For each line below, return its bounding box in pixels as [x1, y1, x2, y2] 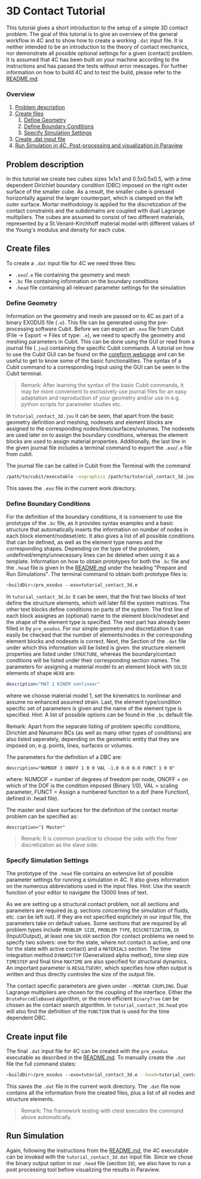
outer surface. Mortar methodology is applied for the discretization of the [6, 201, 187, 208]
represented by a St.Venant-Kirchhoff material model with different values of [6, 220, 195, 227]
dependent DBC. [6, 1014, 47, 1021]
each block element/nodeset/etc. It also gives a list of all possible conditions [6, 532, 194, 539]
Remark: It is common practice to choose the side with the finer [20, 835, 178, 842]
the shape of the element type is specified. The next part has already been [6, 619, 190, 626]
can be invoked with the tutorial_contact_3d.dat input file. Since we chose [6, 1153, 193, 1160]
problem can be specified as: [6, 813, 78, 820]
